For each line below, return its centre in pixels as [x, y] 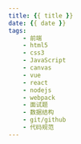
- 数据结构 [38, 113]
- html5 [35, 46]
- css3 [34, 53]
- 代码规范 [38, 127]
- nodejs [37, 90]
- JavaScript [45, 61]
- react [35, 82]
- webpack [39, 98]
